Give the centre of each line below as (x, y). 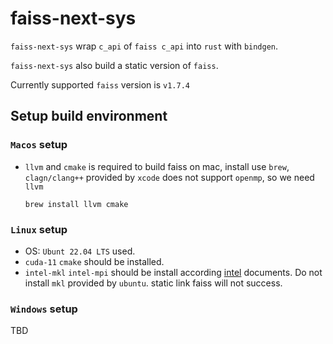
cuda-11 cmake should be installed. (94, 261)
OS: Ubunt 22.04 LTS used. (80, 251)
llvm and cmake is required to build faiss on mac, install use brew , (157, 166)
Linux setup (39, 229)
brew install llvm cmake (76, 204)
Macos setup (39, 145)
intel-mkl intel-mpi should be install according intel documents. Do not (173, 272)
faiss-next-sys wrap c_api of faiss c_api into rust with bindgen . (144, 46)
